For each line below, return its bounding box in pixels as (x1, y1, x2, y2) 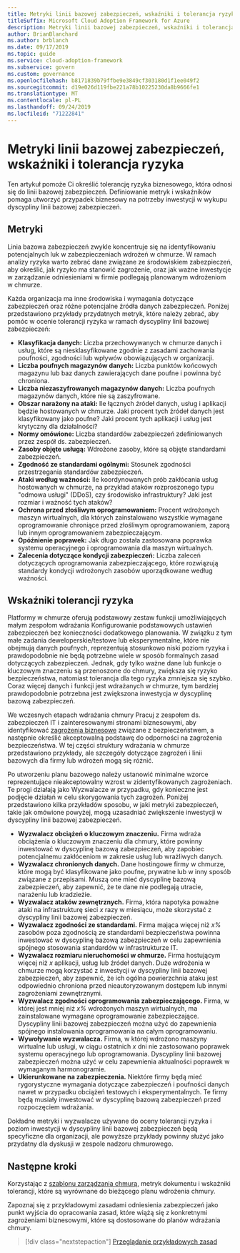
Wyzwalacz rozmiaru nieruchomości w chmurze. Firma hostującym (17, 951, 221, 960)
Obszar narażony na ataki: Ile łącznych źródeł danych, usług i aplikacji (17, 399, 226, 407)
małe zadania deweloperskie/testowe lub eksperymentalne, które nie (7, 636, 210, 645)
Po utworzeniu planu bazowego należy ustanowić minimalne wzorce (7, 770, 209, 779)
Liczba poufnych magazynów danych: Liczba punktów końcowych (17, 361, 218, 370)
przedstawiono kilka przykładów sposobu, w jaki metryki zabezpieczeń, (7, 801, 219, 809)
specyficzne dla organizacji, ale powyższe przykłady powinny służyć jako (7, 1132, 224, 1141)
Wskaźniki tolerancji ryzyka (7, 594, 134, 606)
